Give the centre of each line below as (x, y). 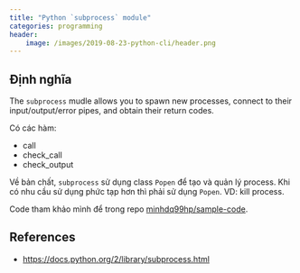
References (42, 237)
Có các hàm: (33, 128)
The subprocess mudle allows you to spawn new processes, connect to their (150, 101)
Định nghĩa (41, 79)
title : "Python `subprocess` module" (80, 18)
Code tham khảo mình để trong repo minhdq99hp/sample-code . (129, 209)
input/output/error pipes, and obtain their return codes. (112, 111)
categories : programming (56, 26)
